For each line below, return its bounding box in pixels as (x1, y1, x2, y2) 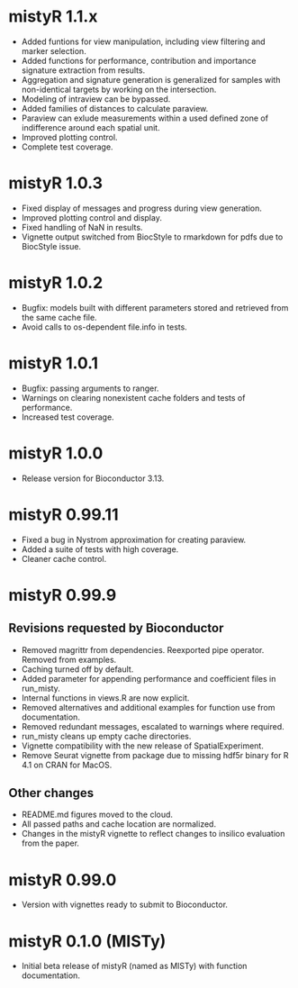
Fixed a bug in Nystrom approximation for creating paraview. (21, 534, 247, 545)
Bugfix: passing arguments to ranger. (21, 383, 159, 394)
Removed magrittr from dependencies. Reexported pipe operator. (21, 644, 265, 655)
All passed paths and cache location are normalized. (21, 819, 217, 829)
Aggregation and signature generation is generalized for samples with (21, 74, 281, 85)
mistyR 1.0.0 (8, 443, 104, 463)
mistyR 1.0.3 (8, 173, 104, 194)
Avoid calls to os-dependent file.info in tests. (21, 322, 188, 332)
